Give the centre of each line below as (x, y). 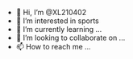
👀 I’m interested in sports (57, 21)
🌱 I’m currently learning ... (59, 29)
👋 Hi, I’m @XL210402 (51, 12)
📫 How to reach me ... (53, 47)
